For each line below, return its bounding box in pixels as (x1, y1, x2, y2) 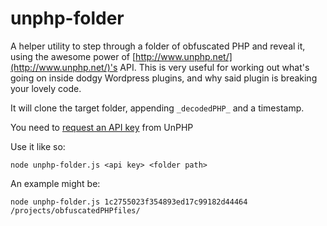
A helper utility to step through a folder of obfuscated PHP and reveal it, (10, 40, 306, 52)
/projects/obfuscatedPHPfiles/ (10, 205, 141, 216)
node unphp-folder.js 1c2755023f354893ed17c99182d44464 (10, 197, 248, 207)
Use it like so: (10, 140, 66, 152)
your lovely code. (10, 82, 82, 94)
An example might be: (10, 177, 101, 189)
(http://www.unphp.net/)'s (10, 61, 118, 73)
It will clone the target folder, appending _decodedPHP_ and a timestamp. (10, 102, 305, 114)
